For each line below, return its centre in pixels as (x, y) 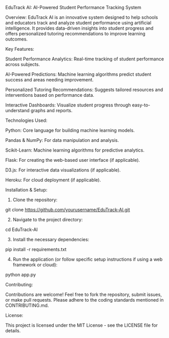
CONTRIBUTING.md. (27, 305)
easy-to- (141, 105)
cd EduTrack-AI (22, 229)
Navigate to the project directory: (48, 219)
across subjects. (23, 64)
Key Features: (20, 49)
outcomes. (17, 39)
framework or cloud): (35, 265)
